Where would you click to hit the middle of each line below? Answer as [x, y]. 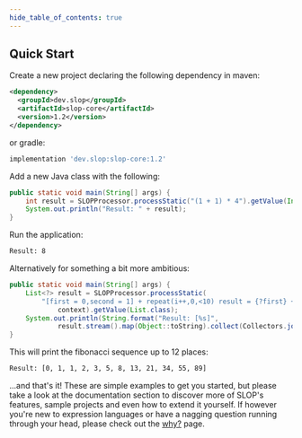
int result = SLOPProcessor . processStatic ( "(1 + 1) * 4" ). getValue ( [156, 201]
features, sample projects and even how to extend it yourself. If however [143, 405]
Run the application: [46, 235]
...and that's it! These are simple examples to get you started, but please [143, 386]
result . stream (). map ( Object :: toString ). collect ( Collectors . [172, 327]
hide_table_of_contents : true [66, 18]
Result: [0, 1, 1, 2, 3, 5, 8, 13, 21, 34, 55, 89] [108, 369]
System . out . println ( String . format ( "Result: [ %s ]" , [122, 318]
